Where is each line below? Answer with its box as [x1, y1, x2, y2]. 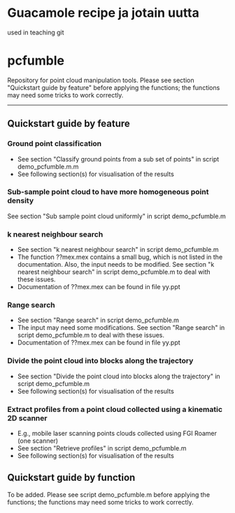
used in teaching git [7, 28, 64, 36]
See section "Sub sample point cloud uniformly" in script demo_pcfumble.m [7, 212, 226, 220]
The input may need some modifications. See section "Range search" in [17, 324, 225, 332]
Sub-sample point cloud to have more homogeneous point [7, 187, 209, 197]
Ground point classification [7, 139, 102, 149]
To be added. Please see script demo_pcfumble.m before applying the [7, 490, 211, 499]
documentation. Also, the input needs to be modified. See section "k [17, 260, 215, 269]
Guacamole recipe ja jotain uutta [7, 5, 199, 21]
